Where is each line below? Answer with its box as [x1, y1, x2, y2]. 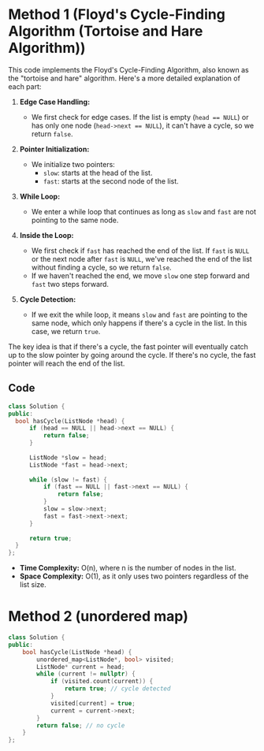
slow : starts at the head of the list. [43, 168, 153, 177]
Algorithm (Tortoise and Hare [8, 22, 203, 40]
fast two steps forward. [31, 279, 109, 288]
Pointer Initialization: [19, 144, 90, 154]
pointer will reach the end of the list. [8, 359, 125, 368]
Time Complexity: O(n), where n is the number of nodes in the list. [19, 563, 236, 573]
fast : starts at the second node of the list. [43, 176, 179, 186]
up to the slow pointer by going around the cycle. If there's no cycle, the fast [8, 350, 256, 359]
